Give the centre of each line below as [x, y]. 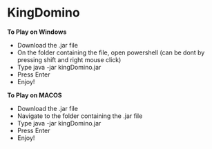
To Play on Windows [37, 32]
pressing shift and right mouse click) [69, 59]
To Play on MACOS [35, 95]
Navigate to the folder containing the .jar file [80, 116]
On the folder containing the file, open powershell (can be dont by [111, 52]
